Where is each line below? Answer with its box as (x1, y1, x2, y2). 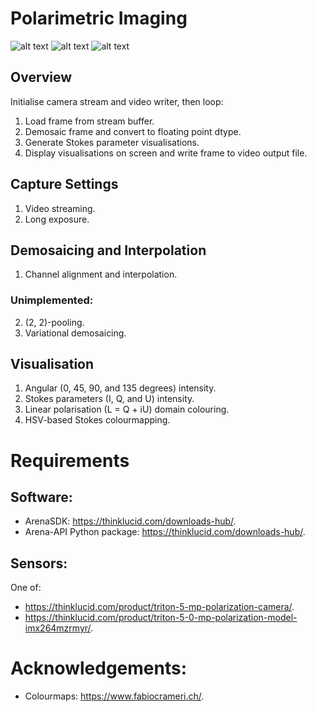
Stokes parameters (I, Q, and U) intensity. (24, 393, 195, 405)
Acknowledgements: (10, 657, 188, 680)
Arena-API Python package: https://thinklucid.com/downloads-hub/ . (24, 526, 306, 538)
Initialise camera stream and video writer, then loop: (10, 95, 224, 107)
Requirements (10, 449, 130, 472)
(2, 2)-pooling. (24, 316, 85, 328)
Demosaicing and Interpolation (10, 242, 207, 259)
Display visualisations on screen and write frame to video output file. (24, 147, 308, 159)
